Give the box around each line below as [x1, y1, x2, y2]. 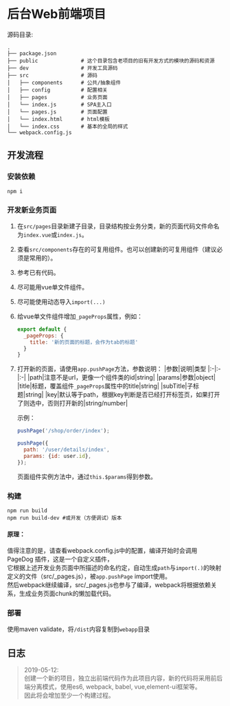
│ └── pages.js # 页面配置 [7, 108, 108, 115]
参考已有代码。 [16, 268, 60, 276]
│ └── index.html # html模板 [7, 115, 110, 122]
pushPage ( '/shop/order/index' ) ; [16, 428, 110, 434]
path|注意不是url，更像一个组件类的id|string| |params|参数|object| [30, 373, 216, 382]
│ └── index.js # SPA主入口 [7, 101, 112, 108]
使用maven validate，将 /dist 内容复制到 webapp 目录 [7, 625, 150, 633]
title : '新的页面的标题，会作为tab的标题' [30, 338, 139, 346]
